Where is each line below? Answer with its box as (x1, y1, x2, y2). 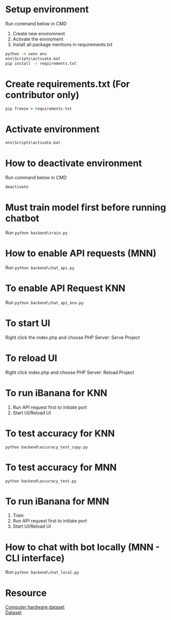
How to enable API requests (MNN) (5, 248, 157, 259)
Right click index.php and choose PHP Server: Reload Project (5, 369, 135, 375)
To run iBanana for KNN (5, 387, 108, 398)
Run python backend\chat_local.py (5, 569, 79, 575)
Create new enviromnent (12, 30, 65, 36)
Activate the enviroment (12, 36, 63, 42)
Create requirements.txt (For (5, 78, 130, 90)
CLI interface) (5, 552, 65, 564)
